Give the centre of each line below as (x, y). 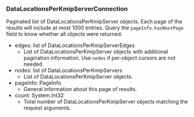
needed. (34, 64)
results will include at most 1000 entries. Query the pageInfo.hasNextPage (95, 28)
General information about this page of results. (80, 89)
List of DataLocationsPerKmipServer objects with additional (96, 52)
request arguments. (47, 108)
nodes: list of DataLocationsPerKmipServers (68, 71)
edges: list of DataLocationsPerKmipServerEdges (75, 45)
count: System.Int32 (39, 95)
